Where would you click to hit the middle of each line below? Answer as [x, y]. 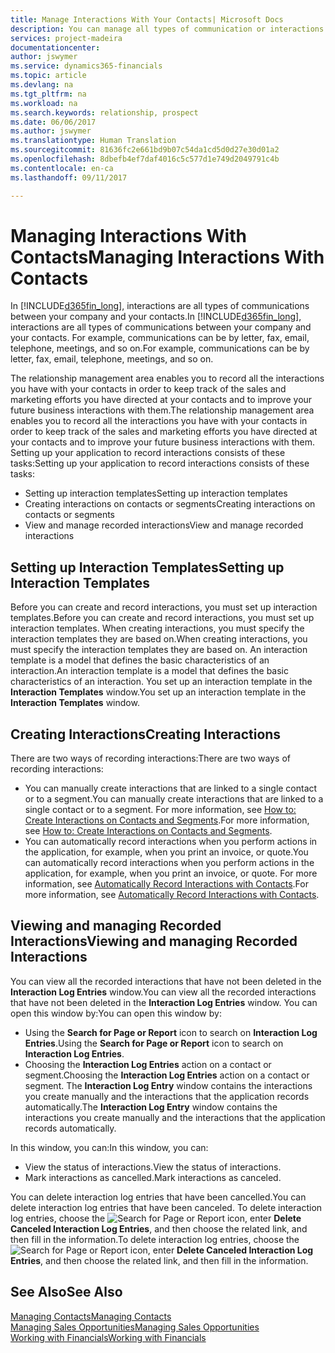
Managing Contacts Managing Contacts [91, 1316]
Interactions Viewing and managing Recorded [154, 941]
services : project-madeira [66, 38]
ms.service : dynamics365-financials [86, 66]
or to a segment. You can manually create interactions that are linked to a [174, 799]
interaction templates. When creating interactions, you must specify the [157, 628]
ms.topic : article [48, 76]
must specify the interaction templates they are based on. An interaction [159, 650]
